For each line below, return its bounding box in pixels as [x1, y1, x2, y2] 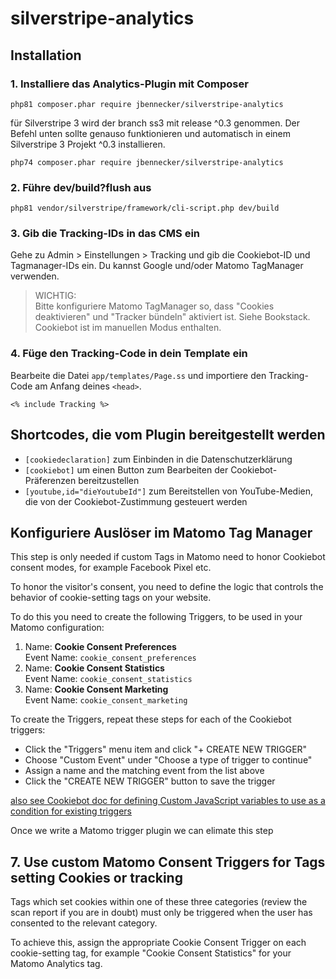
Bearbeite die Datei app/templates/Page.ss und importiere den [10, 369, 267, 381]
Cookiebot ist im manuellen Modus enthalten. [34, 322, 222, 334]
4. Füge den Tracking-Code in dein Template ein [10, 347, 248, 361]
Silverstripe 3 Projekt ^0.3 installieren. [10, 138, 166, 150]
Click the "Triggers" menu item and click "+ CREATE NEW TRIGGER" [24, 743, 308, 756]
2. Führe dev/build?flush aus [10, 180, 152, 194]
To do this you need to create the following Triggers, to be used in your [10, 611, 303, 623]
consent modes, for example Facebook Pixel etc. [10, 562, 212, 574]
